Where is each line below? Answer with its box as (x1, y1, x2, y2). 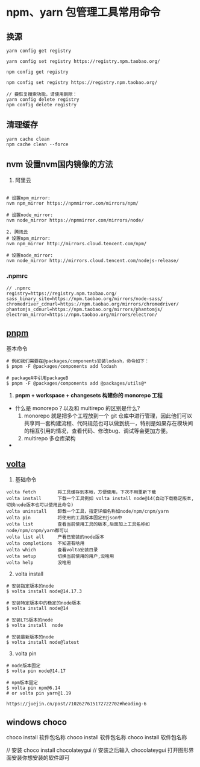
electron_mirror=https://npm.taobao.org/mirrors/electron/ (6, 312, 158, 318)
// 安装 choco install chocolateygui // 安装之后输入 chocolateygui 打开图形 (6, 746, 189, 754)
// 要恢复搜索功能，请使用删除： (6, 91, 77, 97)
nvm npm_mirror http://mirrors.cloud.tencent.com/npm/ (6, 240, 147, 246)
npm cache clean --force (6, 141, 69, 147)
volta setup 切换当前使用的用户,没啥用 (6, 553, 114, 559)
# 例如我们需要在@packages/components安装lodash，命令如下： (6, 358, 149, 364)
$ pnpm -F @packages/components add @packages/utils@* (6, 380, 147, 387)
